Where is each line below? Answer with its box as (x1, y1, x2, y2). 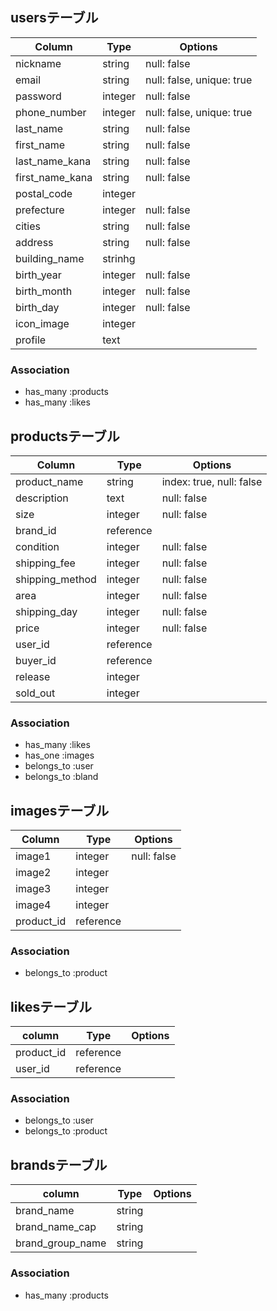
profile (15, 333, 47, 347)
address (15, 235, 54, 249)
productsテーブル (10, 428, 120, 445)
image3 (15, 882, 52, 896)
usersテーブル (10, 9, 99, 27)
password (15, 89, 62, 103)
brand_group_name (15, 1236, 107, 1250)
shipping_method (15, 572, 97, 586)
